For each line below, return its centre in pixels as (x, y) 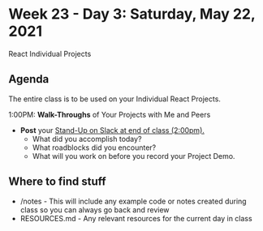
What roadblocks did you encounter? (94, 148)
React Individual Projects (50, 53)
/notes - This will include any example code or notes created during (133, 201)
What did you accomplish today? (87, 139)
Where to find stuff (58, 182)
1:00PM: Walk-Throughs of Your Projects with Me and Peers (110, 114)
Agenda (29, 79)
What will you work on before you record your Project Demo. (134, 156)
